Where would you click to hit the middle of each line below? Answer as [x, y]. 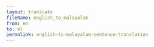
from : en [17, 23]
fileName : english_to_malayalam [47, 18]
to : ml [15, 29]
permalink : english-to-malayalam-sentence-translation [77, 35]
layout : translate [30, 12]
